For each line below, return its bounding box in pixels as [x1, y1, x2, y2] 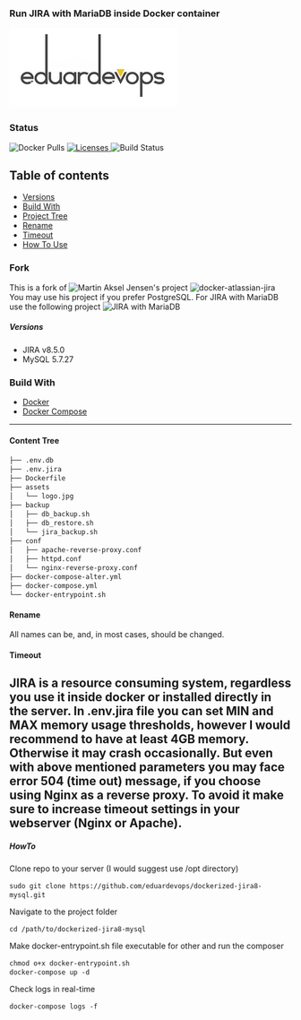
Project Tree [21, 211, 68, 221]
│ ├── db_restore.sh [9, 519, 94, 528]
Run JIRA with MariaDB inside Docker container [9, 7, 220, 20]
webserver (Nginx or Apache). [9, 816, 183, 831]
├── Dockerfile [9, 474, 66, 483]
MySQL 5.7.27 [21, 353, 74, 365]
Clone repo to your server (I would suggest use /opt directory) [9, 863, 239, 874]
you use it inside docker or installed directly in [9, 689, 271, 705]
